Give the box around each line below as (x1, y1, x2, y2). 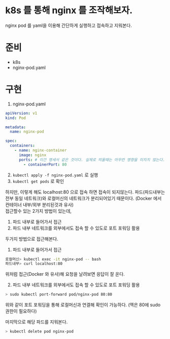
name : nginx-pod (10, 129, 44, 134)
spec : (5, 138, 17, 143)
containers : (10, 143, 36, 148)
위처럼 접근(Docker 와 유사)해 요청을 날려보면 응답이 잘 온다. (5, 271, 125, 277)
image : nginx (18, 153, 47, 158)
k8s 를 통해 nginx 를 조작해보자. (5, 5, 133, 16)
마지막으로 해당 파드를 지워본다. (5, 319, 68, 325)
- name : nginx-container (14, 148, 67, 153)
